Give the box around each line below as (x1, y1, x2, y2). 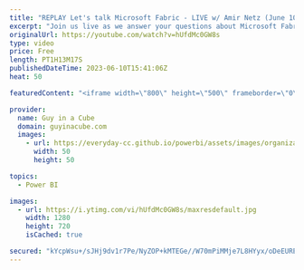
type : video (9, 38, 54, 48)
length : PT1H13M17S (9, 55, 83, 64)
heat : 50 (9, 72, 43, 82)
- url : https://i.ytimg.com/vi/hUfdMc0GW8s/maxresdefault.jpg (17, 205, 257, 214)
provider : (9, 105, 47, 114)
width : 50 (33, 147, 71, 157)
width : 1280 (25, 214, 71, 223)
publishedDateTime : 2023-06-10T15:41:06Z (9, 64, 168, 73)
